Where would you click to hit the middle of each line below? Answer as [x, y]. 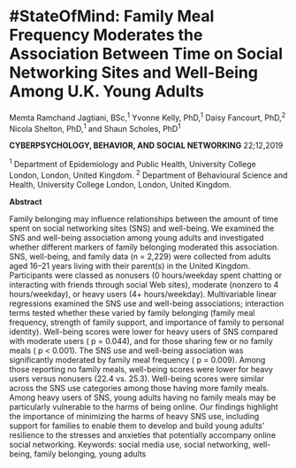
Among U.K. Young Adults [107, 92]
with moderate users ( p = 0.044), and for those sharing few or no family [141, 341]
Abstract [26, 202]
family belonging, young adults [90, 454]
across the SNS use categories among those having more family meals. [139, 387]
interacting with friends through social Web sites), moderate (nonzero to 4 [144, 284]
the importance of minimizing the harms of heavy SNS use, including [134, 416]
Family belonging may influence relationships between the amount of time [144, 219]
